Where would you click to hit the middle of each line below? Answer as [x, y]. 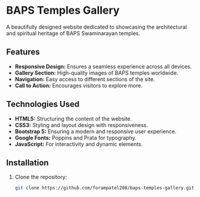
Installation [27, 163]
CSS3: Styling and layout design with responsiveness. [81, 125]
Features [23, 52]
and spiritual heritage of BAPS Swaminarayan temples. [73, 33]
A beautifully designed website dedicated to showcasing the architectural [96, 27]
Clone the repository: [41, 177]
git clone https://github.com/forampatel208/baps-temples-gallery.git [104, 188]
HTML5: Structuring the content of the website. [73, 118]
